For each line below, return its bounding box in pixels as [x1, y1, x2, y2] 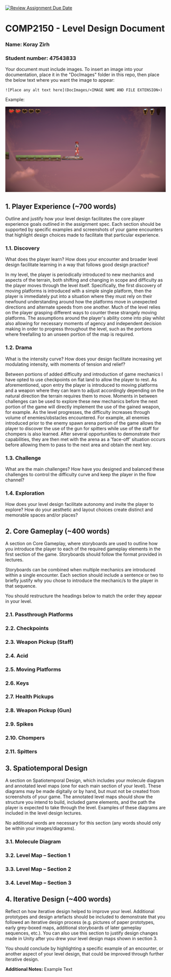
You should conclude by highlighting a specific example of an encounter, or [5, 945, 164, 951]
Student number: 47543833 [5, 55, 76, 62]
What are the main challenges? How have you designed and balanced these [5, 466, 164, 472]
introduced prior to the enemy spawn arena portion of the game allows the [5, 420, 162, 426]
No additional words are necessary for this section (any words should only [5, 820, 161, 826]
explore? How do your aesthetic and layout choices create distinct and [5, 506, 153, 513]
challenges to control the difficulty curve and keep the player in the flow [5, 471, 156, 477]
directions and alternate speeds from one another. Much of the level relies [5, 304, 161, 310]
